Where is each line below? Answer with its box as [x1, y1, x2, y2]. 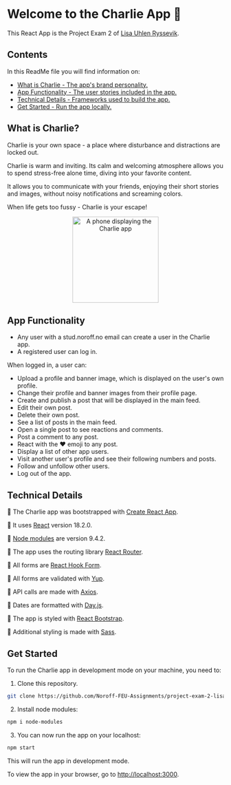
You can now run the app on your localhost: [16, 731, 141, 739]
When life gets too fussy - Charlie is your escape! [7, 202, 148, 211]
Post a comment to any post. [16, 433, 99, 441]
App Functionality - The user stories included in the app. [16, 87, 177, 96]
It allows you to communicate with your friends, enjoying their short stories [7, 182, 219, 190]
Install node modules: [16, 705, 78, 713]
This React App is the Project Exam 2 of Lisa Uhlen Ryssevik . [7, 29, 179, 37]
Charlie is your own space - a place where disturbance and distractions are [7, 140, 221, 149]
